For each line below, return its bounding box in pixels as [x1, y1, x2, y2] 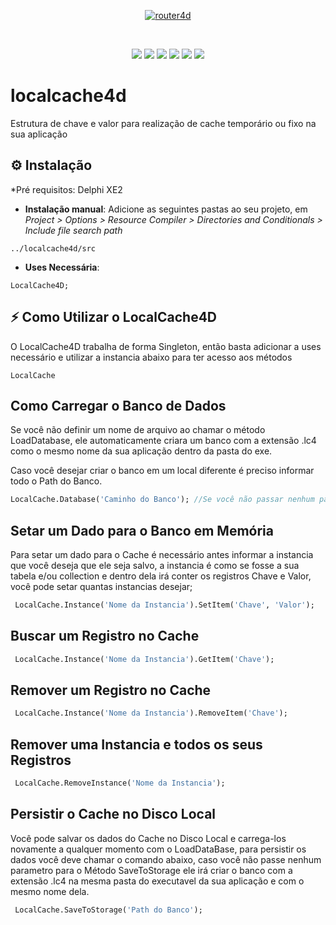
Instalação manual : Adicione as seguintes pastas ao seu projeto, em [24, 203, 308, 215]
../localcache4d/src [10, 243, 97, 254]
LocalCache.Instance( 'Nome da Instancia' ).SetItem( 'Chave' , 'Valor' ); [14, 600, 315, 610]
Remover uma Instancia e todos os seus [10, 736, 263, 753]
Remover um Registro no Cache [10, 682, 212, 699]
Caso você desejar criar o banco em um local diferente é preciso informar [10, 465, 315, 477]
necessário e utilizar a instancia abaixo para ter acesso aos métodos [10, 351, 293, 363]
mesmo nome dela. [10, 885, 90, 897]
